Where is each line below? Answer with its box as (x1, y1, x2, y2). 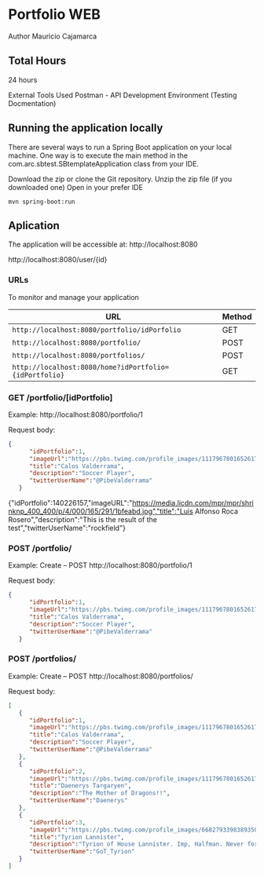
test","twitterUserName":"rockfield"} (8, 524, 126, 533)
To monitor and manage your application (8, 292, 140, 301)
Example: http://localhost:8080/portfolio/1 (8, 410, 144, 419)
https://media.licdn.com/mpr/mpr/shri (132, 499, 254, 508)
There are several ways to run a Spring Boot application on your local (8, 142, 232, 152)
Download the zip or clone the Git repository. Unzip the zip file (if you (8, 174, 233, 184)
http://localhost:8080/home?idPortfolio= (12, 363, 170, 371)
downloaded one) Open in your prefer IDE (8, 182, 144, 192)
